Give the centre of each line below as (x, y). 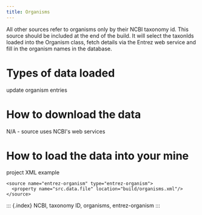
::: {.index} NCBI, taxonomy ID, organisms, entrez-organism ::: (83, 206)
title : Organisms (28, 12)
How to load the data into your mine (98, 156)
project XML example (33, 172)
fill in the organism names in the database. (59, 49)
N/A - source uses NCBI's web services (56, 131)
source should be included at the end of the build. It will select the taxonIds (100, 36)
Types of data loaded (61, 73)
